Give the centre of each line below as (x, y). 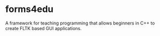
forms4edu (29, 9)
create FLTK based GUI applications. (43, 28)
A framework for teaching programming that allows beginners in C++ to (80, 23)
